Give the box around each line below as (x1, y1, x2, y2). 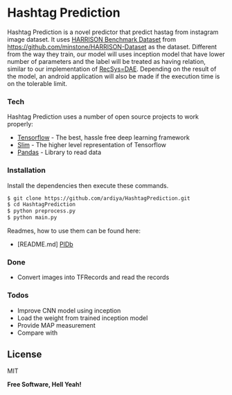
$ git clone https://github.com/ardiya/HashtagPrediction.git (7, 194, 190, 202)
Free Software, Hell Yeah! (7, 380, 82, 389)
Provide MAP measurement (17, 321, 96, 329)
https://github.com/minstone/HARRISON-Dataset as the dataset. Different (7, 42, 217, 51)
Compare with (17, 328, 58, 337)
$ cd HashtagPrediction (7, 201, 76, 208)
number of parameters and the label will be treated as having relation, (7, 57, 206, 65)
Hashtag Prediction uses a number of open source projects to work (7, 112, 199, 121)
